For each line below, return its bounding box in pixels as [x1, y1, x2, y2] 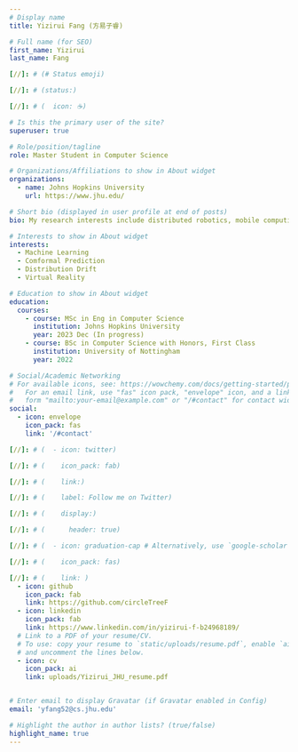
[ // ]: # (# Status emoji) [9, 70, 105, 79]
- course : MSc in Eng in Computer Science [25, 314, 184, 323]
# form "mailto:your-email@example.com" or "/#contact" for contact [9, 396, 276, 405]
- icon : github [17, 581, 74, 591]
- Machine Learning [17, 248, 90, 258]
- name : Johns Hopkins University [17, 183, 145, 192]
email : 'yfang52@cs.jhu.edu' [9, 705, 117, 714]
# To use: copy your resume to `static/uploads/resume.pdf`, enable [17, 639, 276, 649]
